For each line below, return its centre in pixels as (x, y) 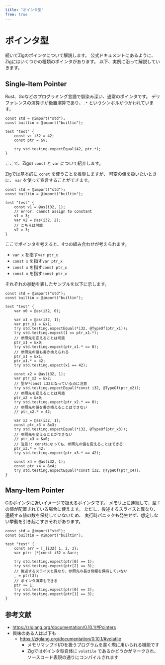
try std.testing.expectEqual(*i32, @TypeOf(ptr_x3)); (71, 429)
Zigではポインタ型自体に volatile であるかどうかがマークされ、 (93, 651)
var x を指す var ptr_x (35, 255)
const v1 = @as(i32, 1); (40, 207)
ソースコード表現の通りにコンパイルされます (73, 657)
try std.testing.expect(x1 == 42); (51, 365)
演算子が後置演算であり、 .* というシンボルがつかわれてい (90, 103)
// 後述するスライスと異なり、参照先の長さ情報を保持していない (71, 571)
